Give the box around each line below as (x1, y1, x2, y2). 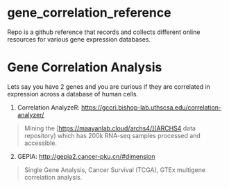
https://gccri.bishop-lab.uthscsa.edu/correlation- (80, 103, 222, 112)
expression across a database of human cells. (7, 89, 139, 98)
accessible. (24, 139, 58, 147)
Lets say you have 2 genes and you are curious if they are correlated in (7, 82, 210, 91)
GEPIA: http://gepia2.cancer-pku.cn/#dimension (17, 152, 155, 160)
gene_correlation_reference (7, 5, 171, 21)
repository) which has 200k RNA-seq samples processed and (24, 131, 201, 139)
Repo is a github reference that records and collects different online (7, 28, 201, 36)
